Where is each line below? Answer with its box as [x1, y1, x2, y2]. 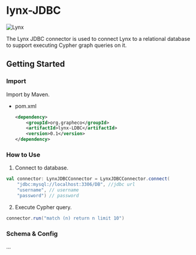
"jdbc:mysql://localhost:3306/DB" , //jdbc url [17, 182, 135, 188]
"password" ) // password [17, 192, 79, 198]
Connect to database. [14, 164, 69, 171]
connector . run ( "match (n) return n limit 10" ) [6, 215, 125, 221]
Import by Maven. [6, 91, 50, 98]
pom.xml [14, 102, 37, 109]
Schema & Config [6, 229, 58, 238]
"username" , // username [17, 187, 79, 193]
